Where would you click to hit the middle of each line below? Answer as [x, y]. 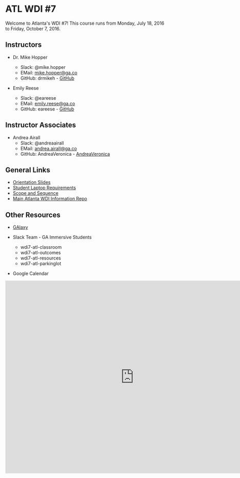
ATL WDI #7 [31, 9]
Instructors [24, 45]
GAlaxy [20, 227]
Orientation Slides [32, 182]
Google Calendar [31, 273]
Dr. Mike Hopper [30, 57]
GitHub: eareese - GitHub [47, 109]
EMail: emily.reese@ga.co [48, 103]
